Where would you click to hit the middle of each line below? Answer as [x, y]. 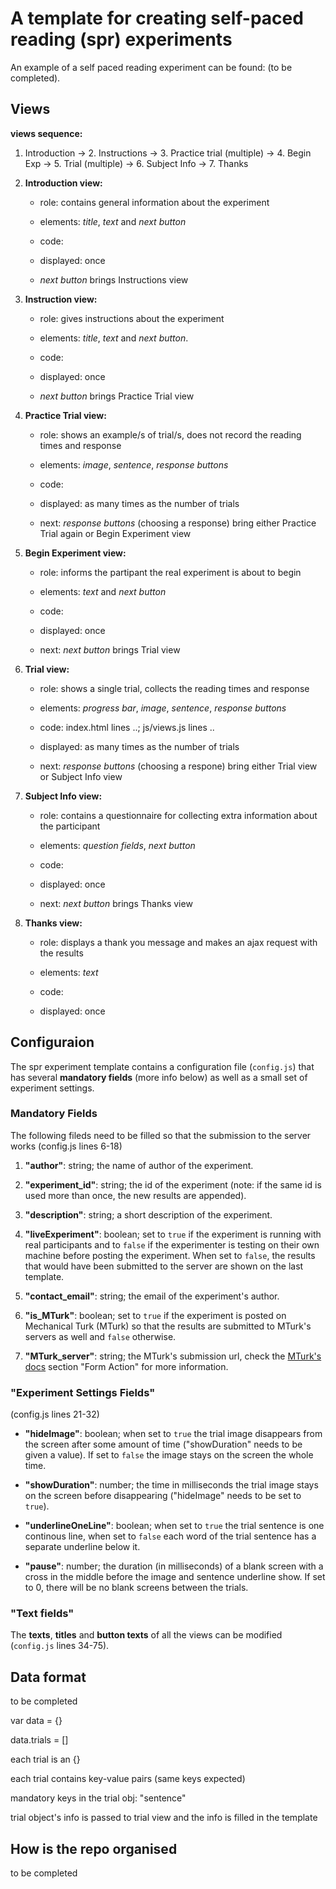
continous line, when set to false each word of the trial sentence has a [170, 1536]
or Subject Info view [81, 776]
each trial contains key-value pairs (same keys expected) [128, 1779]
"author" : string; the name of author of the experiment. [139, 1165]
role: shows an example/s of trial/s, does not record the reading [170, 434]
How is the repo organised [94, 1848]
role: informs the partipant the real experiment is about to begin [170, 572]
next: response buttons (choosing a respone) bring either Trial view [178, 766]
